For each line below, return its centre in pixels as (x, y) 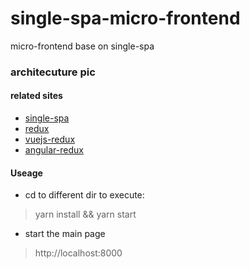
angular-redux (54, 150)
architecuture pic (53, 72)
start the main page (65, 234)
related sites (36, 96)
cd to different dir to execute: (84, 195)
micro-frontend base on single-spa (82, 46)
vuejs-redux (50, 139)
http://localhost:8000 (78, 253)
